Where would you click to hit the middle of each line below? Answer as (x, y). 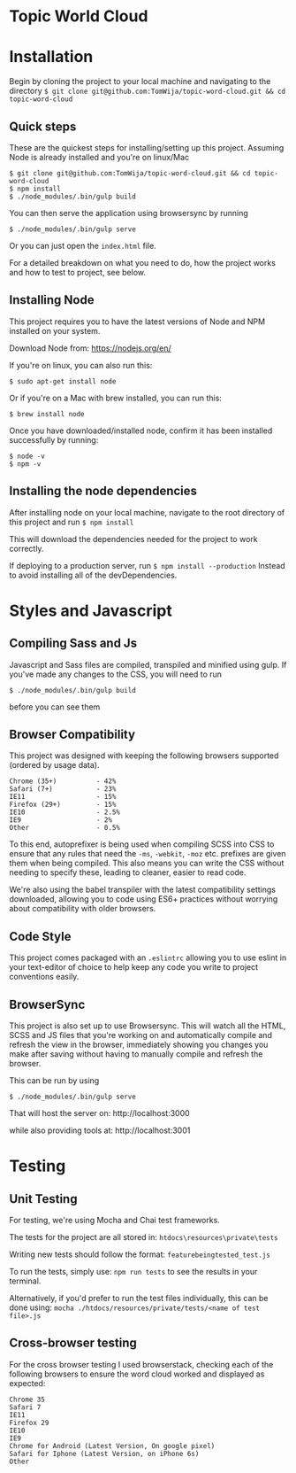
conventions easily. (44, 977)
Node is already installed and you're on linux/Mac (99, 157)
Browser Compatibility (72, 734)
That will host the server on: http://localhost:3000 (99, 1113)
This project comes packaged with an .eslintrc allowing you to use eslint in (148, 957)
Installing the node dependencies (103, 491)
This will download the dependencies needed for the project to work (133, 539)
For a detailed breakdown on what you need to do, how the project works (143, 262)
